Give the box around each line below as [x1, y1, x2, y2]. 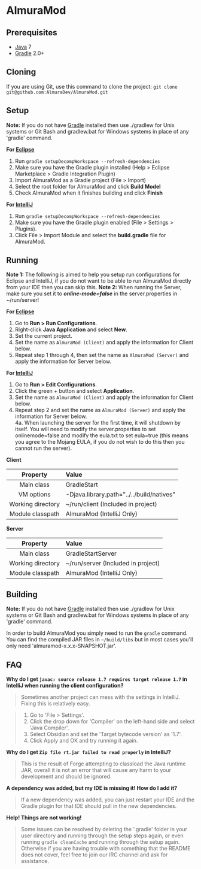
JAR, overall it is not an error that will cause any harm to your [20, 767, 172, 774]
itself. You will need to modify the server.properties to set [14, 426, 156, 433]
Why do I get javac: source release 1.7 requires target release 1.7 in [6, 676, 187, 683]
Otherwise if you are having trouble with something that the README [20, 845, 191, 852]
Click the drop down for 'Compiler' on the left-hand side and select [29, 718, 195, 725]
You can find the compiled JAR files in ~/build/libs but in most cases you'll [6, 636, 193, 643]
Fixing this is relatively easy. [20, 700, 90, 707]
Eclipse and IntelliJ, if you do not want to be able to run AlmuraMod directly [6, 277, 191, 284]
